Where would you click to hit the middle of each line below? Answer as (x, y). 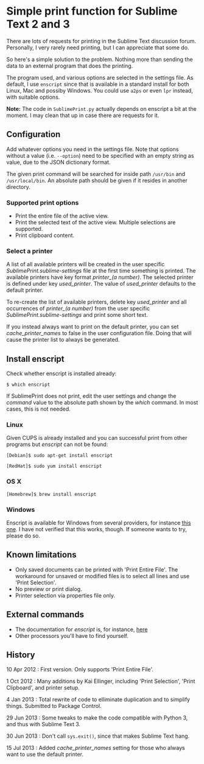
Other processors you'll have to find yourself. (72, 635)
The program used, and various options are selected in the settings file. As (100, 77)
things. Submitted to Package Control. (54, 706)
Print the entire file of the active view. (62, 216)
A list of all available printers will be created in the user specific (86, 264)
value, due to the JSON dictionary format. (58, 162)
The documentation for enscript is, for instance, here (81, 629)
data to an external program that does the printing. (70, 66)
